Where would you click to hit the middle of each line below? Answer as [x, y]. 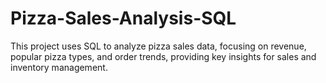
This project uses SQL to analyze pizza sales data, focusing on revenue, [158, 46]
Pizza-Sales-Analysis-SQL [123, 18]
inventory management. [59, 67]
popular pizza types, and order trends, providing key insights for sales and [163, 56]
